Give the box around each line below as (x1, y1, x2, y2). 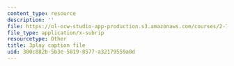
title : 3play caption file (7, 42, 86, 49)
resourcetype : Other (7, 36, 68, 43)
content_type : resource (7, 10, 77, 17)
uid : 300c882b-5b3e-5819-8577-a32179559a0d (7, 49, 136, 56)
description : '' (7, 16, 54, 23)
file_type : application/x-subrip (7, 29, 104, 36)
